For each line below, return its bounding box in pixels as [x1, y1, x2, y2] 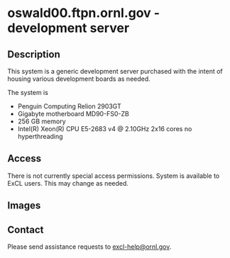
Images [7, 200, 41, 212]
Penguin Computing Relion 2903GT [17, 102, 122, 111]
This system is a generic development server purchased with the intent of [7, 67, 224, 75]
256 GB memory [17, 117, 66, 125]
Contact [7, 223, 44, 235]
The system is [7, 89, 48, 96]
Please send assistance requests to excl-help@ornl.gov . [7, 242, 172, 251]
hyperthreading [17, 133, 63, 140]
